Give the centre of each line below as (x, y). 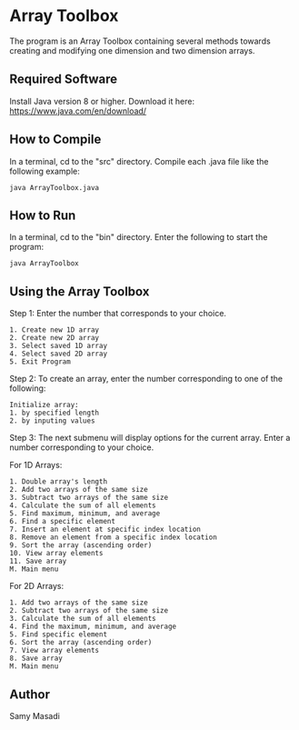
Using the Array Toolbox (80, 291)
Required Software (64, 80)
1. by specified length (55, 413)
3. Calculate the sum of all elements (83, 619)
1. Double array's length (58, 482)
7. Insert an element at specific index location (105, 530)
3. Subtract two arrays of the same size (89, 498)
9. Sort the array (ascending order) (81, 545)
